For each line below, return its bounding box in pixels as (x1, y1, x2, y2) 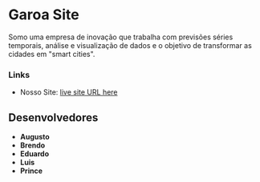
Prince (19, 166, 43, 176)
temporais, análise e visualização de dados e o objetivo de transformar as (8, 40, 253, 50)
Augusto (19, 132, 50, 142)
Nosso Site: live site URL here (19, 87, 118, 97)
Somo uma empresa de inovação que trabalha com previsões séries (8, 32, 234, 42)
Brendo (19, 140, 46, 150)
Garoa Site (8, 6, 79, 24)
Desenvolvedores (8, 111, 99, 124)
